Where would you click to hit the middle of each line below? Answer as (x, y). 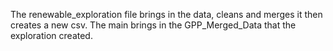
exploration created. (51, 35)
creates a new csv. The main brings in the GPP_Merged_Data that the (153, 25)
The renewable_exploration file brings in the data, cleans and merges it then (166, 14)
